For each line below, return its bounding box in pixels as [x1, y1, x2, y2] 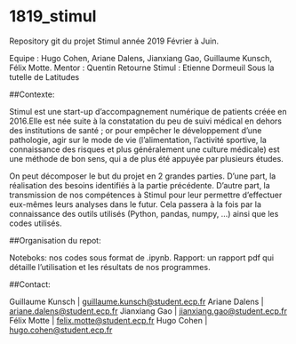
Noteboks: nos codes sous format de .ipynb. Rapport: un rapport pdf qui [9, 252, 274, 263]
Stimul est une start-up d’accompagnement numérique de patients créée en [9, 106, 287, 116]
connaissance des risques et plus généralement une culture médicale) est [9, 144, 280, 155]
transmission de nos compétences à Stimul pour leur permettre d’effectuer [9, 189, 283, 200]
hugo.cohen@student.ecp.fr [9, 324, 113, 335]
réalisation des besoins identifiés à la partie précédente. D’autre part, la [9, 180, 271, 190]
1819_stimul [9, 6, 97, 27]
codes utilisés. [9, 218, 62, 228]
